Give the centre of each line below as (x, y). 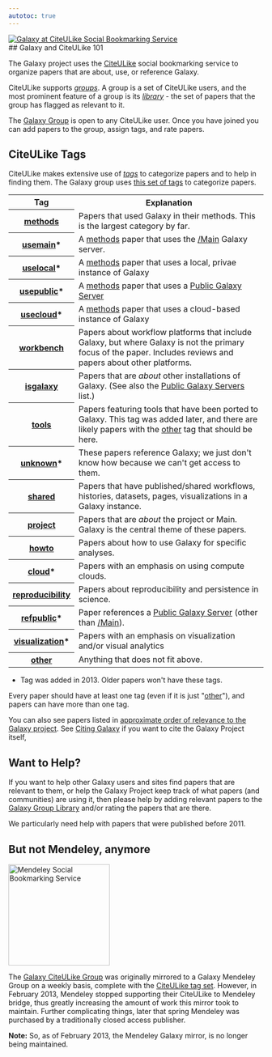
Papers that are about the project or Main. (157, 519)
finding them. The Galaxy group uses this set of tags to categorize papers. (132, 182)
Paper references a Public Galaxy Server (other (168, 612)
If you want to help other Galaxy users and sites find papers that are (122, 783)
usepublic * (41, 291)
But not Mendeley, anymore (80, 849)
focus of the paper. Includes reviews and (156, 352)
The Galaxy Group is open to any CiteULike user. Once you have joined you (134, 120)
